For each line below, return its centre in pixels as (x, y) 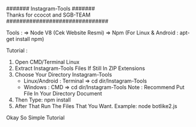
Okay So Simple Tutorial (36, 118)
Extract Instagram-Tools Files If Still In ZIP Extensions (80, 68)
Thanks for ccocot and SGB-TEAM (48, 15)
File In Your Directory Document (63, 93)
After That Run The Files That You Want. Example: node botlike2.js (96, 106)
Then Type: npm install (43, 100)
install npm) (30, 39)
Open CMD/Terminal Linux (47, 62)
